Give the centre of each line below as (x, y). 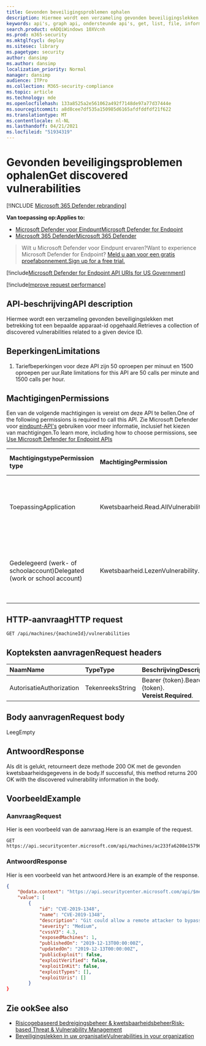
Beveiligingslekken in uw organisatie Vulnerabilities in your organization (105, 1036)
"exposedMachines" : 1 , (68, 938)
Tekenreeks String (110, 688)
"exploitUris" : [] (63, 978)
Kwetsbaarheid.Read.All (134, 507)
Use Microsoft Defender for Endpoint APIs (59, 439)
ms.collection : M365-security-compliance (60, 87)
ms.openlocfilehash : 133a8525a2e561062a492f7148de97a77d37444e (89, 103)
